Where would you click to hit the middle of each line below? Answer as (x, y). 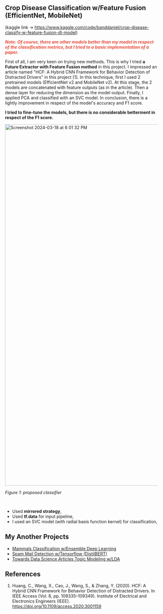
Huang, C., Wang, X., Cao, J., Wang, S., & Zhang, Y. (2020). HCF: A (79, 586)
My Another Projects (37, 537)
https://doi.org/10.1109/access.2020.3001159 (57, 606)
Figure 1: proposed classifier (33, 492)
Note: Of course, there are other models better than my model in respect (79, 42)
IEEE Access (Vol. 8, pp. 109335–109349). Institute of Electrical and (79, 596)
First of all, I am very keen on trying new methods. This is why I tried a (75, 61)
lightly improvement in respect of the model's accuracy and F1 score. (74, 103)
